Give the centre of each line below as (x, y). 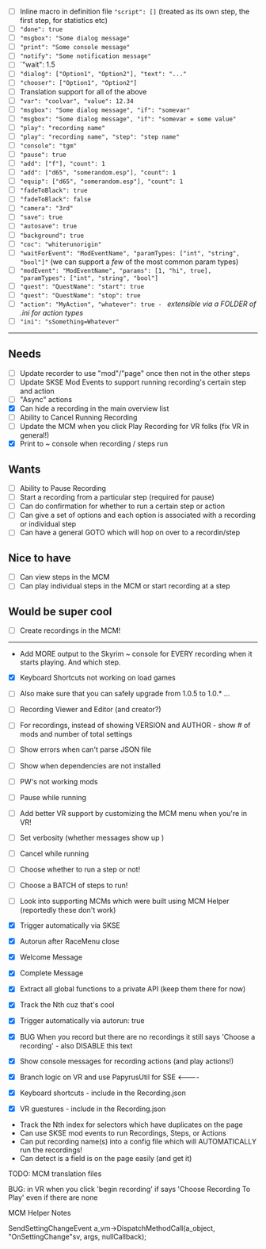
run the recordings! (51, 1150)
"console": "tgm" (48, 146)
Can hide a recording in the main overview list (94, 408)
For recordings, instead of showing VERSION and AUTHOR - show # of (135, 726)
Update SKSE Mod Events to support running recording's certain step (133, 382)
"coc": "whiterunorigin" (61, 244)
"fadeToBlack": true (53, 191)
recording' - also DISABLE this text (76, 1045)
